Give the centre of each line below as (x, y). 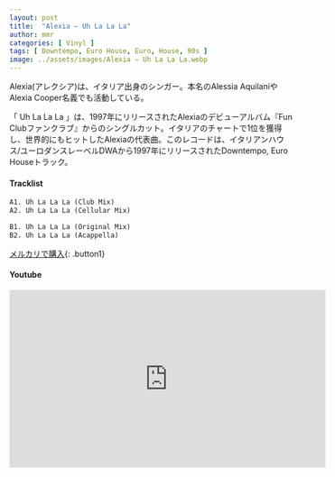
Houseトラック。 (41, 162)
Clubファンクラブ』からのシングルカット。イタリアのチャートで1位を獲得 (146, 128)
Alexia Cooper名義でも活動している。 (79, 97)
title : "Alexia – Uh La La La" (70, 26)
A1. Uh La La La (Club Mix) (62, 202)
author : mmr (32, 34)
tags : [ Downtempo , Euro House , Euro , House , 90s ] (108, 51)
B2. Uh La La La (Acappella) (64, 235)
